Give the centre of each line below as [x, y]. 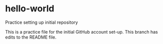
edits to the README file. [31, 37]
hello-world [30, 9]
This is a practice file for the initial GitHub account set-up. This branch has [81, 32]
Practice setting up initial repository [42, 22]
